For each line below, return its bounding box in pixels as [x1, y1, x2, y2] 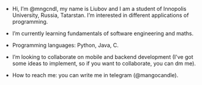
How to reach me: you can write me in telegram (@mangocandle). [12, 72, 179, 78]
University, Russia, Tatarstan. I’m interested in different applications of [12, 12, 189, 19]
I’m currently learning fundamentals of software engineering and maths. [12, 30, 194, 37]
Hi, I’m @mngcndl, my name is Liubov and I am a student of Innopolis [12, 5, 187, 12]
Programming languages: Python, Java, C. [12, 42, 119, 49]
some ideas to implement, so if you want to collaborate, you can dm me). [12, 60, 196, 67]
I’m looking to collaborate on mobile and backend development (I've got [12, 53, 193, 60]
